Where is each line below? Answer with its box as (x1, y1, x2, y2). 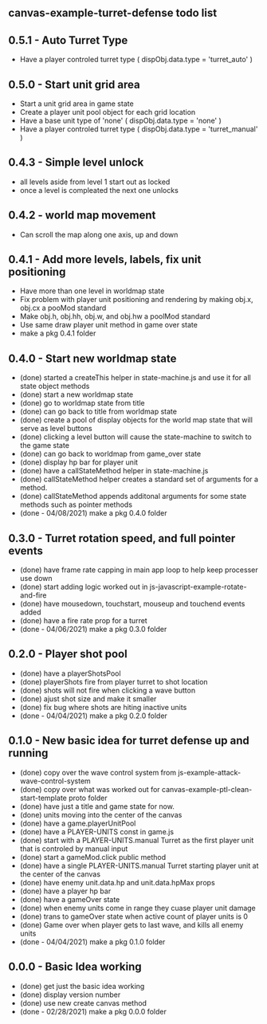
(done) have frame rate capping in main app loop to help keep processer (19, 565, 258, 575)
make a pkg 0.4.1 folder (19, 328, 96, 338)
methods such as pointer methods (19, 500, 133, 509)
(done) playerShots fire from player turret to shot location (19, 677, 209, 686)
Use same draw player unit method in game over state (19, 320, 198, 330)
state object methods (19, 382, 90, 391)
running (8, 747, 49, 760)
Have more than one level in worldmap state (19, 286, 165, 296)
